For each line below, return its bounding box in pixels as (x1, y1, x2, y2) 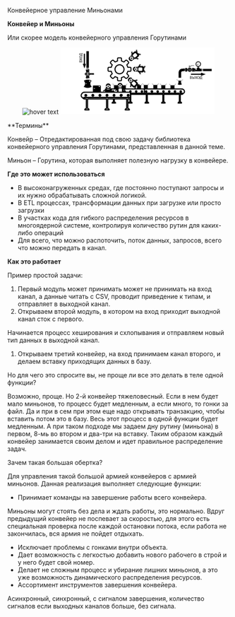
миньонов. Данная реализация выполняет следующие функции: (7, 480, 202, 488)
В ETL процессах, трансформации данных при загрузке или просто (17, 199, 222, 207)
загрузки (17, 206, 44, 215)
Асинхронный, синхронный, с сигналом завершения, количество (7, 594, 205, 603)
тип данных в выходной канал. (7, 336, 100, 345)
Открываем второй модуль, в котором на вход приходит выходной (17, 307, 221, 316)
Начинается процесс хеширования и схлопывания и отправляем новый (7, 329, 224, 337)
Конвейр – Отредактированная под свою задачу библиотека (7, 135, 191, 143)
